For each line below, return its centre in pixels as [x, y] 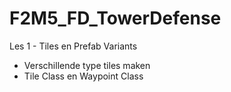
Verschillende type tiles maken [87, 65]
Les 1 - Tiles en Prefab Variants [73, 46]
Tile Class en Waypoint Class [83, 76]
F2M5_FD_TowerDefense [115, 18]
